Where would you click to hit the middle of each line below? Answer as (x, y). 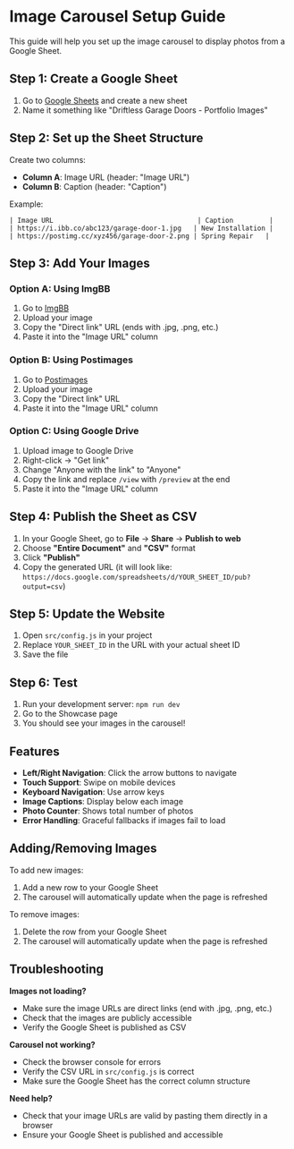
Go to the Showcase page (70, 714)
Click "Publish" (51, 557)
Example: (26, 204)
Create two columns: (48, 159)
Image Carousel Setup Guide (118, 17)
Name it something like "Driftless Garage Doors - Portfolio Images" (145, 110)
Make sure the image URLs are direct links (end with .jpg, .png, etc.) (147, 1008)
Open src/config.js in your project (87, 635)
